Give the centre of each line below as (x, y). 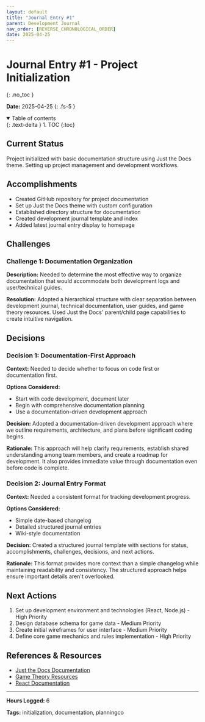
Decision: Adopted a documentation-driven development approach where (100, 424)
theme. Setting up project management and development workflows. (92, 165)
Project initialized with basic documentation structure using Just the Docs (99, 159)
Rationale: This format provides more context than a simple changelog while (103, 563)
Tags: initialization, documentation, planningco (65, 712)
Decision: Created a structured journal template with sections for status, (97, 545)
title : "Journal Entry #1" (41, 18)
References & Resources (54, 655)
